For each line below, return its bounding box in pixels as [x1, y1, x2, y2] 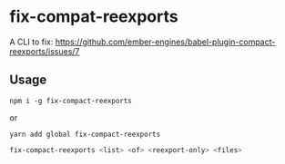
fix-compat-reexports [9, 6, 179, 27]
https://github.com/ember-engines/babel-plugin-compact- [55, 36, 276, 47]
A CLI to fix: [9, 36, 54, 47]
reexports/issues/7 [9, 45, 80, 56]
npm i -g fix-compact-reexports [9, 96, 132, 105]
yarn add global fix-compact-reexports [9, 130, 161, 139]
